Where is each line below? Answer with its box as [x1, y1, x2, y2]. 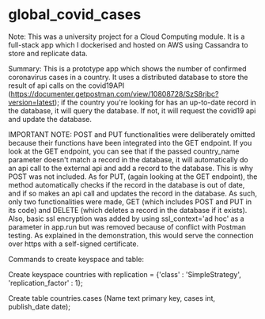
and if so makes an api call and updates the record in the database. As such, [8, 188, 257, 198]
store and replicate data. [8, 48, 89, 58]
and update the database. [8, 114, 93, 123]
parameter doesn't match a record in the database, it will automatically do [8, 154, 248, 164]
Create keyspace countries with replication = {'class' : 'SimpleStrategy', [8, 269, 241, 279]
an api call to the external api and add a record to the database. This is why [8, 163, 253, 173]
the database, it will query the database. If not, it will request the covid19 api [8, 105, 256, 116]
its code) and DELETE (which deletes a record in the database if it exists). [8, 205, 248, 215]
